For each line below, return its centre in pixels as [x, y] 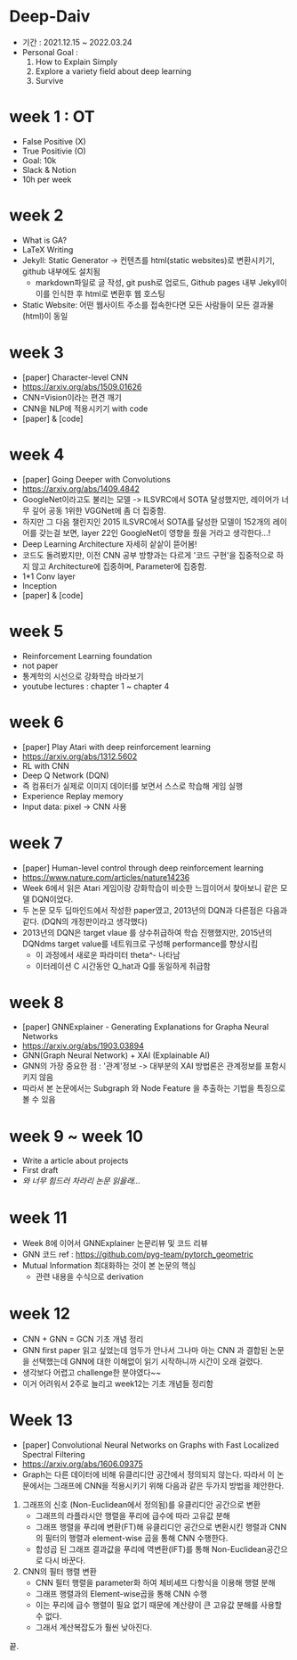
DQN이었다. [52, 899]
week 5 [36, 631]
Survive [49, 80]
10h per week [47, 179]
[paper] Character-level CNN [75, 377]
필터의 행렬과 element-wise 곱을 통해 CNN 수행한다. [136, 1538]
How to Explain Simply [76, 62]
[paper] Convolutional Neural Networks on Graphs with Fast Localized [150, 1445]
